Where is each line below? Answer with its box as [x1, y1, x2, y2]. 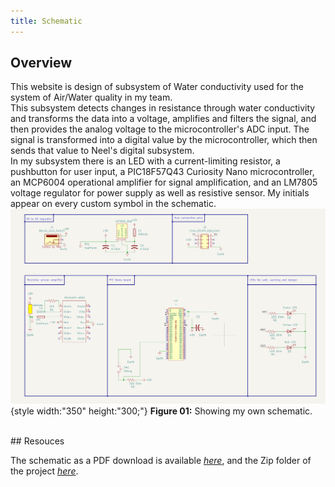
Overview [10, 55, 73, 72]
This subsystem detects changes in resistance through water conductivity [10, 102, 316, 114]
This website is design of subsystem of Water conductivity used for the [10, 81, 304, 93]
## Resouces [10, 435, 65, 447]
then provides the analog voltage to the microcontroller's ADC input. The [10, 123, 310, 135]
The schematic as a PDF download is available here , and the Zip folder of [10, 454, 312, 466]
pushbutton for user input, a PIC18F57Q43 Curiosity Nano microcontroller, [10, 166, 315, 178]
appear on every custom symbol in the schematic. [10, 198, 217, 210]
